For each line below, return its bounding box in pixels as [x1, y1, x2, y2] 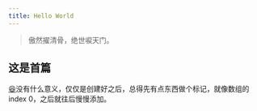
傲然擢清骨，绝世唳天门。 [27, 35, 114, 45]
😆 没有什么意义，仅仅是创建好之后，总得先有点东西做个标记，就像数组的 [8, 84, 250, 94]
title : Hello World [8, 11, 74, 20]
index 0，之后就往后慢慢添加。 [8, 94, 112, 104]
